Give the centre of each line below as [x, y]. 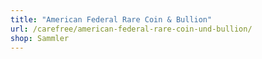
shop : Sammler [40, 38]
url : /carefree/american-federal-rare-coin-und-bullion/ [131, 29]
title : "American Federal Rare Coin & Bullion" [111, 19]
